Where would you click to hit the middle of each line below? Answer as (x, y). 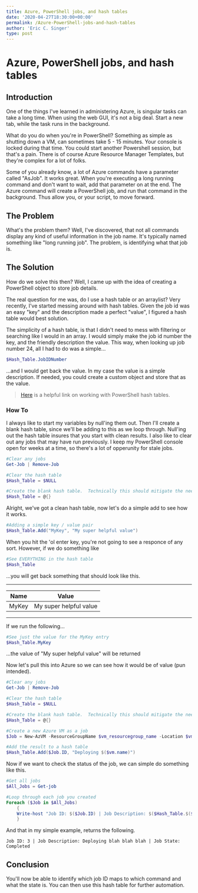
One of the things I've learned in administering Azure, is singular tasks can (96, 111)
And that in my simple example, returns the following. (71, 830)
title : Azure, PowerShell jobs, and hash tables (67, 12)
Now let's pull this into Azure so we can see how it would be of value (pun (96, 665)
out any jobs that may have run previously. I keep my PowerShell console (95, 442)
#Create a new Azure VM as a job (47, 731)
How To (17, 410)
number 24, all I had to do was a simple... (56, 348)
